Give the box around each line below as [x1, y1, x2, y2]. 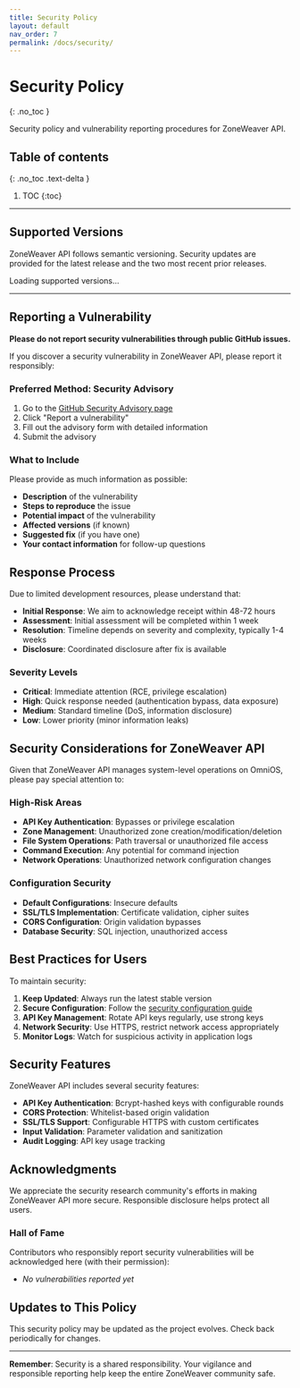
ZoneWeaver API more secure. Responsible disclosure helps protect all [9, 1195, 270, 1206]
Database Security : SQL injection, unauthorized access [21, 926, 228, 936]
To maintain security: [9, 976, 87, 986]
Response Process [9, 564, 116, 580]
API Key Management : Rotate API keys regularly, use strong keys [21, 1011, 264, 1022]
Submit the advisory [21, 431, 96, 442]
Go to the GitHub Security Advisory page [21, 402, 173, 413]
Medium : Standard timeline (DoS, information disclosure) [21, 706, 233, 716]
